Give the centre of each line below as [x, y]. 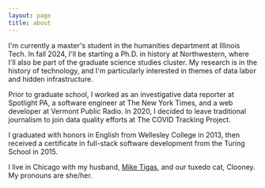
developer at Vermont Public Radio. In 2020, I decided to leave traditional [127, 111]
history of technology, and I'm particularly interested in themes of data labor [132, 70]
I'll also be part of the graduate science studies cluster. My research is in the [133, 62]
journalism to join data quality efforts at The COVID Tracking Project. [119, 119]
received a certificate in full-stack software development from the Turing [127, 143]
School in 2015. [33, 152]
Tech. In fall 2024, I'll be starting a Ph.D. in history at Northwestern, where [129, 54]
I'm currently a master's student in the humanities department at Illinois [124, 45]
